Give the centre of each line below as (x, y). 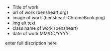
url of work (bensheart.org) (40, 12)
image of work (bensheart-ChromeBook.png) (59, 18)
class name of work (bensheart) (45, 28)
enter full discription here (31, 43)
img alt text (24, 23)
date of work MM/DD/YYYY (41, 33)
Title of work (25, 7)
